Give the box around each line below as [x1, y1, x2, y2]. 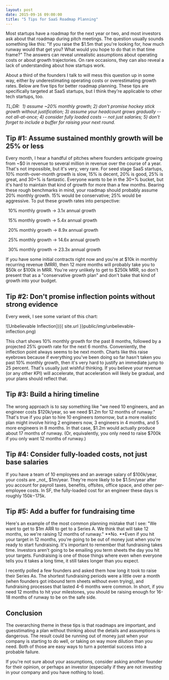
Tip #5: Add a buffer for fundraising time [6, 507, 135, 516]
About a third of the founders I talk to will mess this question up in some [6, 72, 155, 78]
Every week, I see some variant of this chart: [6, 314, 98, 319]
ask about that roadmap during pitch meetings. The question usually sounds [6, 36, 164, 42]
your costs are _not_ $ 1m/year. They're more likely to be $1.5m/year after [6, 476, 157, 482]
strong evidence [6, 300, 58, 309]
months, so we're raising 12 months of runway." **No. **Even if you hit [6, 531, 155, 537]
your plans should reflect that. [6, 375, 68, 381]
